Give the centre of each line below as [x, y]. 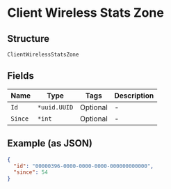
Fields [21, 76]
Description [134, 96]
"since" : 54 [31, 172]
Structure [28, 39]
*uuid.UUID [55, 107]
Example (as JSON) [50, 143]
